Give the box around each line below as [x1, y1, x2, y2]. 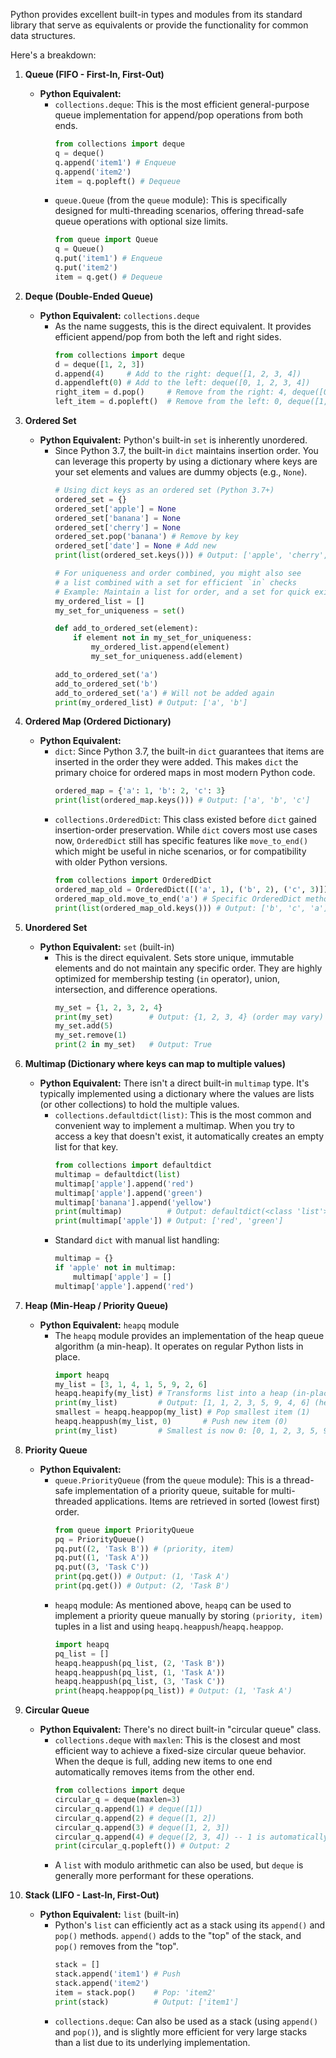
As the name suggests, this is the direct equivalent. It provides [54, 320, 312, 332]
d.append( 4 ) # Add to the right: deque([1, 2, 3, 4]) [54, 369, 302, 379]
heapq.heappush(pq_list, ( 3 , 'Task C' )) [54, 1677, 226, 1687]
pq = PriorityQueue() [54, 1534, 145, 1544]
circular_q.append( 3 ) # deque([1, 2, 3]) [54, 1822, 230, 1833]
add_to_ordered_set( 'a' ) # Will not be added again [54, 688, 275, 698]
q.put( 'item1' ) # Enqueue [54, 254, 163, 264]
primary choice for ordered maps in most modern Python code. [54, 767, 316, 779]
